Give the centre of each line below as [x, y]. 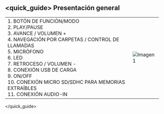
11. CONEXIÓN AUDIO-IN [38, 94]
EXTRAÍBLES [22, 88]
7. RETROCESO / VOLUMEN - [42, 64]
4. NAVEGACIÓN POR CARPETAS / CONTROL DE [63, 39]
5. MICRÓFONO [26, 52]
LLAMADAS [21, 45]
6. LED [15, 57]
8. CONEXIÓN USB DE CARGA [42, 70]
